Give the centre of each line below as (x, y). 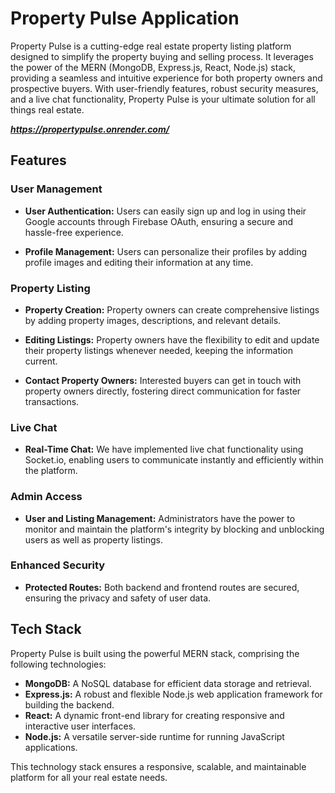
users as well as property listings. (93, 539)
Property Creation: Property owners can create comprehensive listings (172, 309)
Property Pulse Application (125, 18)
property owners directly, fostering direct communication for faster (163, 391)
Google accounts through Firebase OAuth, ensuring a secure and (159, 221)
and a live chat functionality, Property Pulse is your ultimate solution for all (163, 99)
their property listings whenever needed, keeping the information (159, 350)
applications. (51, 747)
